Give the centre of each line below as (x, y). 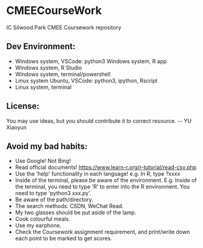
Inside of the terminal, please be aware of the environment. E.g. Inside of (106, 181)
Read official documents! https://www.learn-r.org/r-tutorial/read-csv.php (106, 167)
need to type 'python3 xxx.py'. (53, 193)
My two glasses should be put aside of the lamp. (75, 213)
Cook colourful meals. (43, 219)
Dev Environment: (41, 46)
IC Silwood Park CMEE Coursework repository (64, 27)
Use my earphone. (38, 226)
